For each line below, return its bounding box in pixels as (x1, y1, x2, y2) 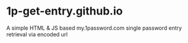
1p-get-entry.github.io (6, 4, 123, 18)
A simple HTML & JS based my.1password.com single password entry (6, 24, 182, 31)
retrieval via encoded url (6, 30, 68, 38)
